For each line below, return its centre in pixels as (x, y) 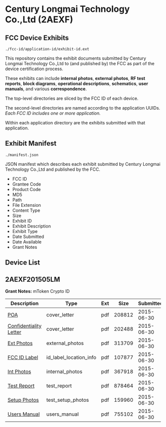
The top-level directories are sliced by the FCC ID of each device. (72, 98)
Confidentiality (25, 326)
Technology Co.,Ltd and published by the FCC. (53, 169)
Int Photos (19, 372)
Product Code (26, 189)
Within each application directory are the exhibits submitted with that (75, 123)
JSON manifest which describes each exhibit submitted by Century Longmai (83, 164)
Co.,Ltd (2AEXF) (39, 19)
